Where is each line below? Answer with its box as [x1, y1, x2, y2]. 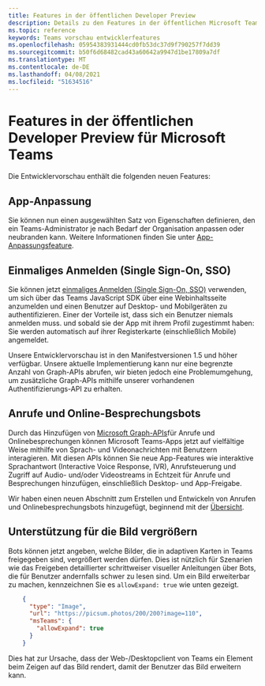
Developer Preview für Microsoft [8, 128, 226, 146]
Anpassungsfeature [8, 241, 73, 250]
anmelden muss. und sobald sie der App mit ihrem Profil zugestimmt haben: [8, 318, 255, 328]
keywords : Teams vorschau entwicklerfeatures [8, 33, 160, 42]
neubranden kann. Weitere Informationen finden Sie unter [8, 233, 196, 242]
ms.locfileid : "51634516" [8, 78, 93, 85]
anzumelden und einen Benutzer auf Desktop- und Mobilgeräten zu [8, 301, 228, 311]
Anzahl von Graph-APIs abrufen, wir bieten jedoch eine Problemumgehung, [8, 367, 253, 377]
